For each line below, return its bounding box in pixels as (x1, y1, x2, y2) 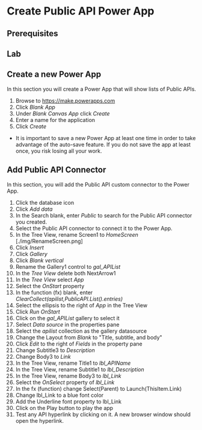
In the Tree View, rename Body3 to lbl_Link (15, 372, 122, 379)
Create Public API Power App (7, 4, 155, 18)
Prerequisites (7, 28, 58, 39)
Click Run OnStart (15, 308, 61, 315)
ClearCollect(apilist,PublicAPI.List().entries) (15, 295, 123, 303)
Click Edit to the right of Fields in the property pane (15, 340, 143, 347)
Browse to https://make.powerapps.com (15, 97, 115, 104)
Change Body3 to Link (15, 353, 71, 360)
